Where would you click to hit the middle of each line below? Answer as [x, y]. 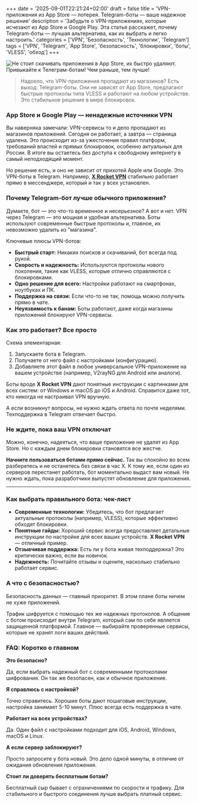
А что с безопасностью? [43, 583]
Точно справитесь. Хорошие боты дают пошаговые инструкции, [87, 701]
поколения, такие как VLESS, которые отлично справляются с [93, 271]
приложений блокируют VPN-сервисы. [64, 315]
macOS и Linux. [25, 736]
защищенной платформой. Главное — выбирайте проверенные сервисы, [98, 626]
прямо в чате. [32, 302]
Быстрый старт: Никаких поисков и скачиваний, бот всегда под [96, 252]
